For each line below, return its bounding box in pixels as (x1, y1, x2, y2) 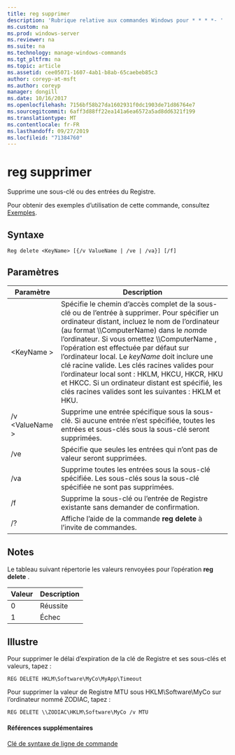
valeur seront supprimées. (60, 453, 147, 463)
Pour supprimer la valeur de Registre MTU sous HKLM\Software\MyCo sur (7, 688, 222, 696)
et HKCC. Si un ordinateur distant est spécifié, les (60, 378, 222, 388)
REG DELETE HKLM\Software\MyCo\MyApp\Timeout (7, 676, 142, 683)
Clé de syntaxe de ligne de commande (7, 739, 118, 747)
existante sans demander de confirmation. (60, 502, 199, 512)
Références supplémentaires (7, 723, 93, 733)
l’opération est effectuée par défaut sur (60, 343, 190, 353)
